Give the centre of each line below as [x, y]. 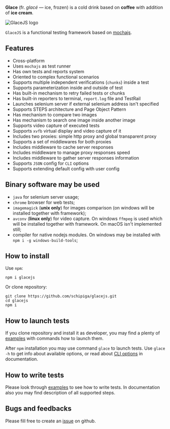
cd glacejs [17, 301]
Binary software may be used [53, 185]
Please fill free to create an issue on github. [51, 421]
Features [20, 49]
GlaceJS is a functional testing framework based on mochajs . [69, 32]
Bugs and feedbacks [39, 409]
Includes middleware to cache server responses [63, 147]
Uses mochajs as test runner [42, 66]
